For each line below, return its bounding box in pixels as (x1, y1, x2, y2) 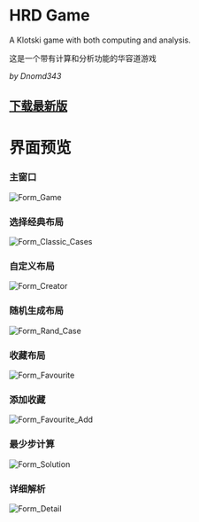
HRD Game (9, 5, 90, 26)
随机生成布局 (9, 305, 65, 317)
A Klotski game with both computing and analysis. (9, 35, 192, 45)
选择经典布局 (9, 215, 65, 228)
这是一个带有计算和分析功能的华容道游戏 (9, 52, 157, 63)
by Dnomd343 (9, 70, 62, 81)
